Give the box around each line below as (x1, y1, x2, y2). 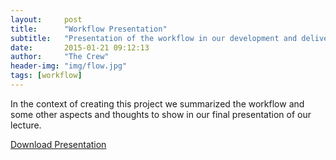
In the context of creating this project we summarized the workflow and (10, 97, 305, 110)
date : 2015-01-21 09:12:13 (10, 42, 150, 53)
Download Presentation (10, 138, 107, 150)
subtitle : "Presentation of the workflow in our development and (10, 33, 298, 43)
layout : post (10, 14, 83, 25)
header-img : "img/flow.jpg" (10, 61, 128, 71)
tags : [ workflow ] (10, 71, 83, 81)
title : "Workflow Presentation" (10, 24, 168, 34)
